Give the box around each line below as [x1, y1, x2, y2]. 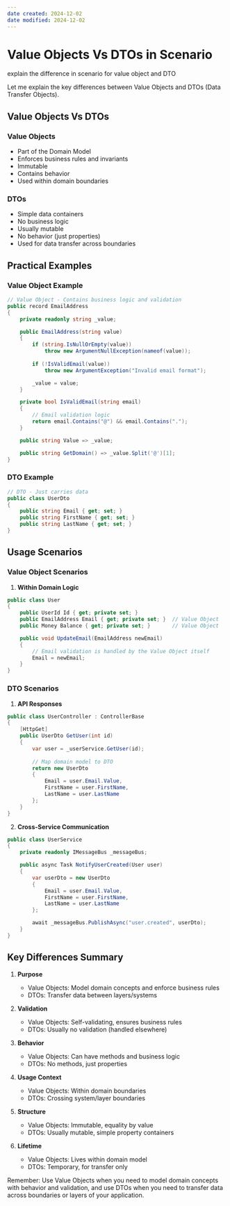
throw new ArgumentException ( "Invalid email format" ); [44, 367, 207, 374]
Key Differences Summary [7, 951, 124, 963]
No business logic [17, 217, 69, 226]
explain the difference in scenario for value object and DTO [7, 70, 176, 78]
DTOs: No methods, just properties [27, 1059, 127, 1068]
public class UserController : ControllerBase [7, 713, 145, 720]
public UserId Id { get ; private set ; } [19, 609, 138, 616]
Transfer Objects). [7, 90, 59, 99]
